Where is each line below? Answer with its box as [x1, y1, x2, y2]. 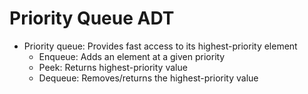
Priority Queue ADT [9, 7, 175, 30]
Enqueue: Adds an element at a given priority [38, 50, 226, 62]
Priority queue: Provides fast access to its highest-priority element [23, 40, 298, 52]
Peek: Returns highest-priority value [38, 61, 188, 73]
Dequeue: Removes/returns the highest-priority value [38, 72, 259, 84]
